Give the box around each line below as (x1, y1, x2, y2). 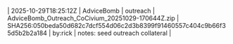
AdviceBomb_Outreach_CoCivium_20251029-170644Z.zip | (7, 14, 180, 22)
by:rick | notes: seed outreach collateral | (52, 29, 172, 37)
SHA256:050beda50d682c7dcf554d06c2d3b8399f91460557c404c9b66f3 (7, 22, 227, 29)
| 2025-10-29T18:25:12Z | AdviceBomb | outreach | (7, 7, 155, 15)
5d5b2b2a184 (7, 29, 48, 37)
